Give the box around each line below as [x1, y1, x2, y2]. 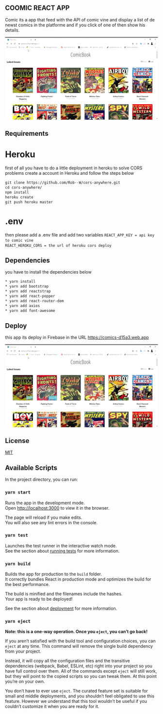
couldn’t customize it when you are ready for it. [5, 703, 99, 710]
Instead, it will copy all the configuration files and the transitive [5, 658, 130, 664]
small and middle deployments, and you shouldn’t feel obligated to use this [5, 693, 154, 699]
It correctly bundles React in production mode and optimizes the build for [5, 576, 151, 582]
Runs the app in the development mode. [5, 500, 85, 506]
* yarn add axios [5, 304, 40, 309]
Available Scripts [5, 463, 57, 472]
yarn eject [5, 619, 31, 624]
